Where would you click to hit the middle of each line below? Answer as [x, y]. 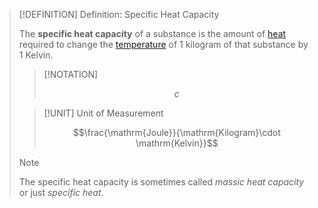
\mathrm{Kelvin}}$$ [177, 143]
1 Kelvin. [36, 55]
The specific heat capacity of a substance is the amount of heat [152, 33]
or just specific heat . [61, 192]
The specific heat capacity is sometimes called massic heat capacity [161, 182]
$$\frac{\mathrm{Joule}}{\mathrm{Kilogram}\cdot [176, 132]
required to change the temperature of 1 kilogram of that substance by [163, 44]
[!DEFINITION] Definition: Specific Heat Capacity [119, 14]
